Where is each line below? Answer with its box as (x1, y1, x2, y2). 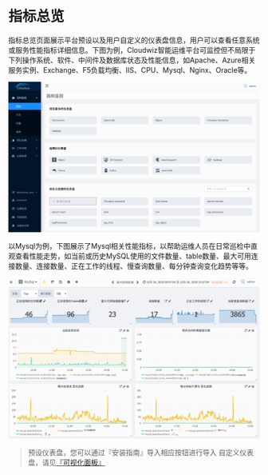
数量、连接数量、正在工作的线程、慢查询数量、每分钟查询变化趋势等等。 (14, 261, 253, 270)
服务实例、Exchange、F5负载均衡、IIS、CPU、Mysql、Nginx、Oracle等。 (8, 65, 252, 74)
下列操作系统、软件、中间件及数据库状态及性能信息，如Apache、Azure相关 (8, 55, 256, 65)
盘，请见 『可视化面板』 (27, 457, 105, 468)
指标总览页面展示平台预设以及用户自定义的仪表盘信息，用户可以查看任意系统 (8, 35, 260, 45)
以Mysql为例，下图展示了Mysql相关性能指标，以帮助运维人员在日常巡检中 (8, 241, 251, 250)
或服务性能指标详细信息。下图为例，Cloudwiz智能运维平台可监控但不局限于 (8, 45, 256, 54)
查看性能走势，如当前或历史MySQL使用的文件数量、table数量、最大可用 (14, 251, 251, 261)
